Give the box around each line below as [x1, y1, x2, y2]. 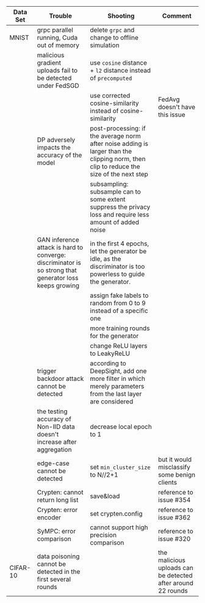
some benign [157, 471, 196, 478]
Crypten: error [37, 506, 78, 514]
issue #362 [157, 513, 191, 521]
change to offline [90, 34, 139, 42]
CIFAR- [9, 564, 31, 572]
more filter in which [90, 375, 145, 383]
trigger [37, 367, 57, 375]
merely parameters [90, 382, 145, 390]
